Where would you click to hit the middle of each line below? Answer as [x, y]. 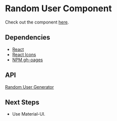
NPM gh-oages [27, 60]
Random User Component [58, 9]
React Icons [24, 54]
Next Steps [22, 102]
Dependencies [28, 37]
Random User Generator [29, 87]
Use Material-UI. [29, 114]
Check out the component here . [37, 22]
